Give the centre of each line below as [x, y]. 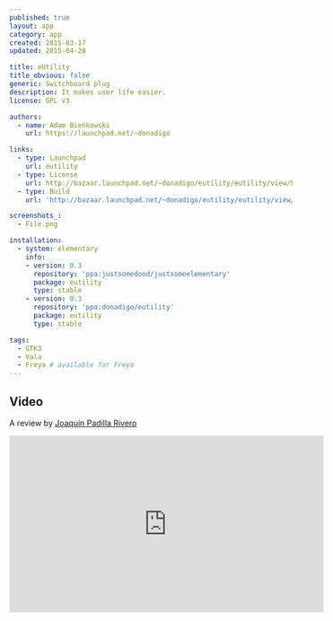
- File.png [38, 224]
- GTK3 [30, 348]
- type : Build [44, 191]
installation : [36, 241]
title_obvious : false [50, 76]
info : [36, 257]
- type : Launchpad [52, 158]
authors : [26, 117]
